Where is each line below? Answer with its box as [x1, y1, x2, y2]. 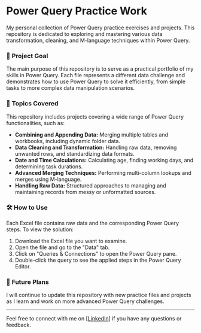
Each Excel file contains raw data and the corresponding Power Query [6, 219, 179, 226]
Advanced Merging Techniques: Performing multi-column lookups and [14, 169, 191, 176]
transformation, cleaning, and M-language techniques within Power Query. [6, 37, 190, 44]
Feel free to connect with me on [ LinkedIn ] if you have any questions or [6, 315, 182, 322]
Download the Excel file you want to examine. [14, 237, 127, 244]
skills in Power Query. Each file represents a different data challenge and [6, 72, 185, 79]
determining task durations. [14, 163, 83, 170]
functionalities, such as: [6, 119, 65, 126]
